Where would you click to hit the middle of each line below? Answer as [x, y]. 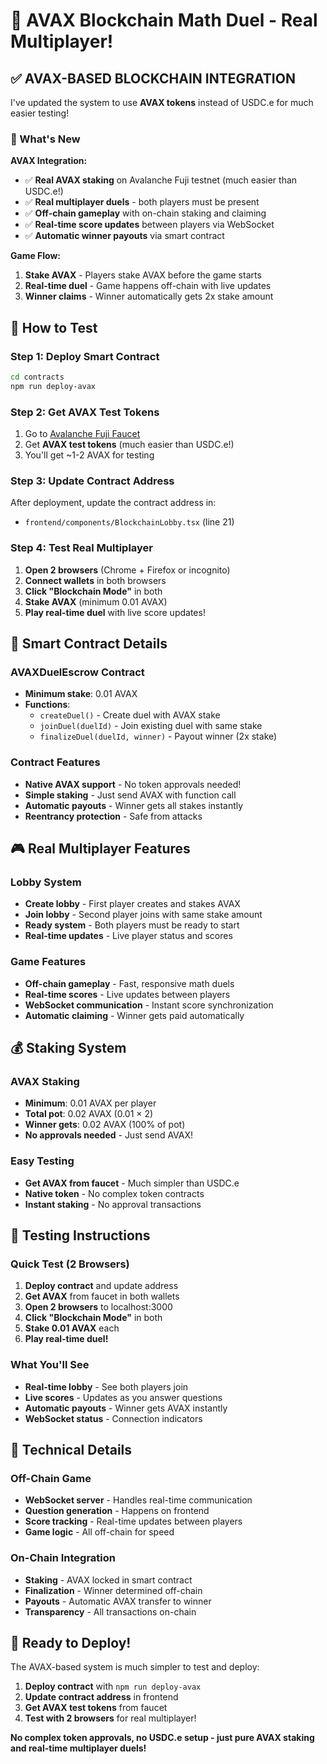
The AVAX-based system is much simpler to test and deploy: [135, 1667]
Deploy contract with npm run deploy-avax [113, 1686]
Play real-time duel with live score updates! [115, 612]
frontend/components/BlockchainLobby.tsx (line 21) [129, 522]
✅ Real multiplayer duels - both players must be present [142, 202]
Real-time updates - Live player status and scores [128, 936]
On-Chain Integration [63, 1558]
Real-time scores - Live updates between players [127, 994]
